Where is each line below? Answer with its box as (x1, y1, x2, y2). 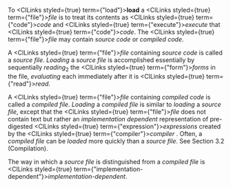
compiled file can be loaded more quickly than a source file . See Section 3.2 (8, 137, 225, 145)
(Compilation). (8, 144, 48, 152)
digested (8, 122, 33, 130)
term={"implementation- (74, 165, 143, 173)
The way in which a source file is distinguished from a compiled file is (8, 157, 205, 166)
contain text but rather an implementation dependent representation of (8, 115, 209, 123)
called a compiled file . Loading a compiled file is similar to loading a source (8, 100, 221, 108)
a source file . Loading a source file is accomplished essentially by (8, 56, 195, 64)
